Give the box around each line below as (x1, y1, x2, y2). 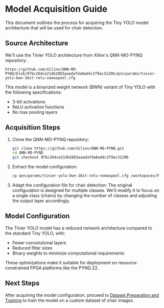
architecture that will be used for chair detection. (5, 25, 104, 30)
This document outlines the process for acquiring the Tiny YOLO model (5, 20, 149, 26)
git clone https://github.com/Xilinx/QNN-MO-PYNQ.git (12, 146, 124, 151)
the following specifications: (5, 89, 62, 95)
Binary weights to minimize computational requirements (12, 250, 125, 256)
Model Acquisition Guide (5, 3, 108, 15)
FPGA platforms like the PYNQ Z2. (30, 265, 99, 271)
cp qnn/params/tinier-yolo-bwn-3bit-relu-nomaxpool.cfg (12, 173, 129, 179)
